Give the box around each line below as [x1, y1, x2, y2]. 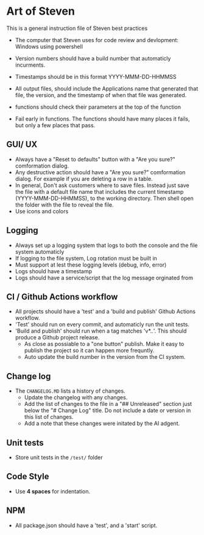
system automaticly [15, 248, 65, 255]
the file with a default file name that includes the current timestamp [15, 188, 184, 195]
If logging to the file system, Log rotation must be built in [15, 254, 157, 262]
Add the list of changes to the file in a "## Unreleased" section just [24, 400, 192, 408]
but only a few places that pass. [15, 121, 96, 129]
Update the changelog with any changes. [24, 394, 128, 401]
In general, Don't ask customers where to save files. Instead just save [15, 182, 190, 189]
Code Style [6, 471, 49, 482]
